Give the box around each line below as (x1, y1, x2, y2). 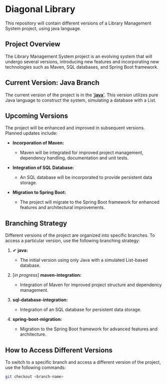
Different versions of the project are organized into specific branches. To (5, 232, 155, 239)
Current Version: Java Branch (5, 79, 99, 87)
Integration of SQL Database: (12, 164, 74, 171)
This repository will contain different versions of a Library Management (5, 20, 151, 26)
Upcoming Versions (5, 111, 68, 120)
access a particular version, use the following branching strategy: (5, 238, 140, 244)
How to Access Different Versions (5, 346, 113, 354)
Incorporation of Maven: (12, 140, 64, 146)
